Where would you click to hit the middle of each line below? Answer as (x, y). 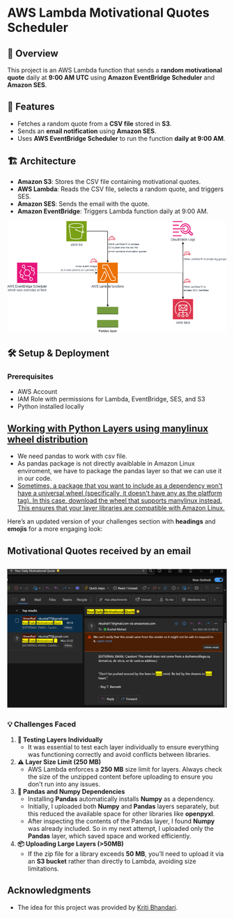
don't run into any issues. (64, 784)
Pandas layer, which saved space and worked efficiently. (109, 836)
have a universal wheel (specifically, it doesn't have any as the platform (120, 494)
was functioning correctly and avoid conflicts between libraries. (119, 754)
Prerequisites (30, 376)
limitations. (43, 869)
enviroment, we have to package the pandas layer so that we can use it (119, 471)
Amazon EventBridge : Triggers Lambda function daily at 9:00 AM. (113, 211)
